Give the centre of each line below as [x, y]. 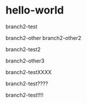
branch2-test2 [23, 49]
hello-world [35, 10]
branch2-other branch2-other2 [43, 38]
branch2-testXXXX [29, 72]
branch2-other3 [25, 61]
